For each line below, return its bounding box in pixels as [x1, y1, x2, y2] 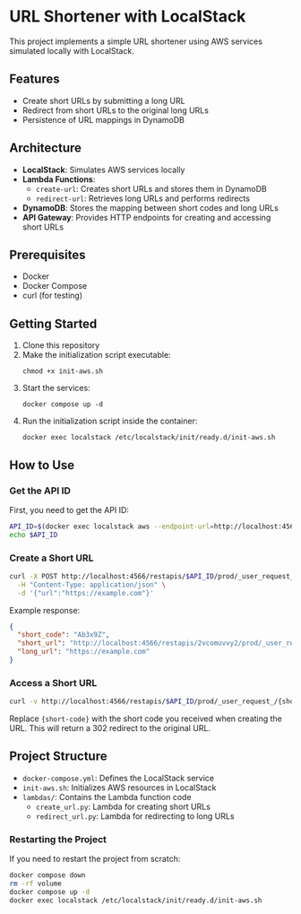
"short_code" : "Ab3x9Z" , [17, 631, 110, 640]
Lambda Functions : [21, 173, 96, 185]
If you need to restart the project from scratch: [9, 854, 181, 865]
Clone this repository [21, 340, 100, 351]
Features [9, 72, 60, 87]
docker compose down [9, 871, 87, 880]
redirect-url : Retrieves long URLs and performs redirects [35, 193, 251, 204]
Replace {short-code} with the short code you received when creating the [9, 713, 282, 724]
